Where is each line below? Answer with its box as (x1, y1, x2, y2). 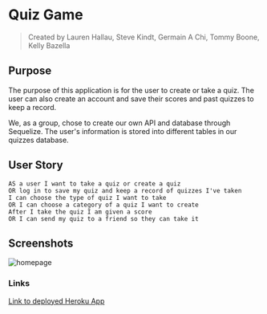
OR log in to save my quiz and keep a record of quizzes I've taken (8, 186, 242, 194)
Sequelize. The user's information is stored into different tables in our (8, 126, 237, 136)
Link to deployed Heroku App (8, 296, 105, 306)
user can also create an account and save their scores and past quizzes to (8, 94, 254, 104)
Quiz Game (8, 6, 83, 24)
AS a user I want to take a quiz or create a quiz (8, 179, 181, 188)
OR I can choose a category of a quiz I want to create (8, 201, 199, 209)
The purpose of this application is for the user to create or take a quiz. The (8, 85, 255, 95)
